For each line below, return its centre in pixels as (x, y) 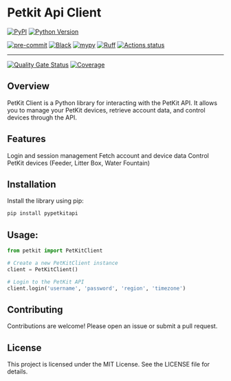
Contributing (35, 309)
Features (26, 139)
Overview (29, 86)
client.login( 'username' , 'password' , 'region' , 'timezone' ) (97, 288)
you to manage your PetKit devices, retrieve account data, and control (106, 110)
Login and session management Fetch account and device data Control (108, 155)
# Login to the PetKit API (46, 282)
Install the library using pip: (45, 201)
